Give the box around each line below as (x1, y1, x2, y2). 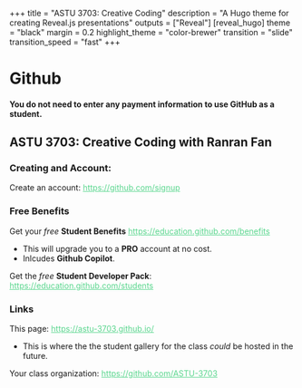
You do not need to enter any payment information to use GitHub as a (9, 99, 275, 110)
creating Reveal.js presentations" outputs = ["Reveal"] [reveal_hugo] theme (9, 17, 291, 28)
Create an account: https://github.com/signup (9, 182, 180, 193)
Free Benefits (9, 205, 70, 218)
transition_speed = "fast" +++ (9, 36, 121, 47)
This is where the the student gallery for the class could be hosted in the (22, 341, 294, 352)
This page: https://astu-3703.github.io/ (9, 324, 154, 335)
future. (22, 351, 48, 362)
